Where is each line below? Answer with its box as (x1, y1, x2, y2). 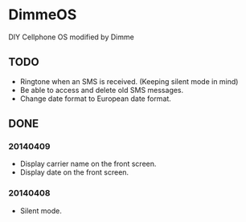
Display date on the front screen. (19, 168, 129, 177)
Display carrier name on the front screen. (19, 159, 157, 169)
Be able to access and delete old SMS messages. (19, 85, 184, 95)
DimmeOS (8, 6, 77, 24)
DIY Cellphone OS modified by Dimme (8, 32, 134, 42)
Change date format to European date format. (19, 94, 171, 103)
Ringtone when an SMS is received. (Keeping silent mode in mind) (19, 76, 239, 86)
